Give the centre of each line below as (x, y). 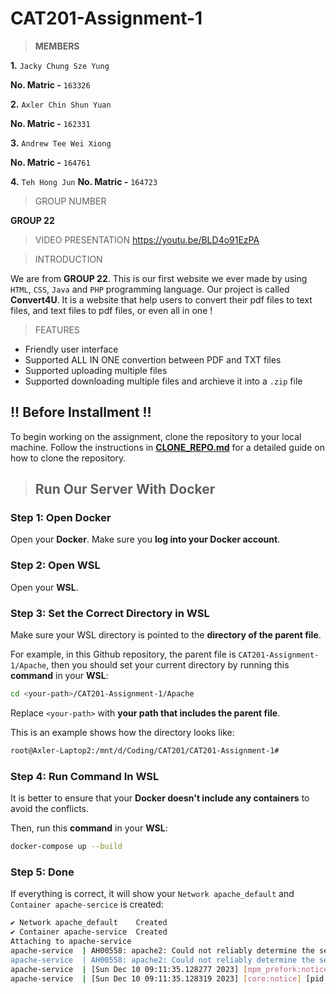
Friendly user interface (71, 349)
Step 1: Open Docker (61, 518)
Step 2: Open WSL (55, 565)
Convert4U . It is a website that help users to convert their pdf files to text (161, 299)
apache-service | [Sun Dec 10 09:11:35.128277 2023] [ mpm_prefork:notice (169, 969)
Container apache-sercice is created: (87, 904)
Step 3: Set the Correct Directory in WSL (110, 613)
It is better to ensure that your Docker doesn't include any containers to (160, 798)
